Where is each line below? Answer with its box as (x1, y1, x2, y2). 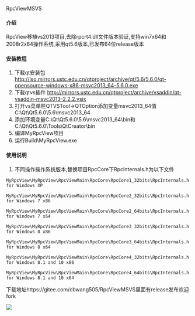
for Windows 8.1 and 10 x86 (6, 259, 75, 266)
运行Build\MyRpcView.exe (14, 137, 77, 144)
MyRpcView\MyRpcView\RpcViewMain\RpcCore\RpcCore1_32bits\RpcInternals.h (6, 177, 190, 184)
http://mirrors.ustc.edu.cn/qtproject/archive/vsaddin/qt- (47, 89, 182, 96)
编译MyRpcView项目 (14, 130, 64, 137)
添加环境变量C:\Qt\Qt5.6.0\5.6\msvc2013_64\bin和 (14, 116, 135, 123)
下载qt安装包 (14, 69, 46, 76)
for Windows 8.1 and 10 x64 (6, 275, 75, 281)
